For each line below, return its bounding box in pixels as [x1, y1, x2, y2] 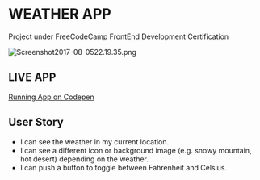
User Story [8, 115, 64, 129]
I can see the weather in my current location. [19, 136, 170, 146]
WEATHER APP [8, 5, 111, 23]
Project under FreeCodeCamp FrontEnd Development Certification [8, 31, 229, 41]
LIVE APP [8, 70, 57, 85]
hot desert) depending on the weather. [19, 154, 149, 164]
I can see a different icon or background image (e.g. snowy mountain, [19, 145, 252, 155]
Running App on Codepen [8, 92, 94, 102]
